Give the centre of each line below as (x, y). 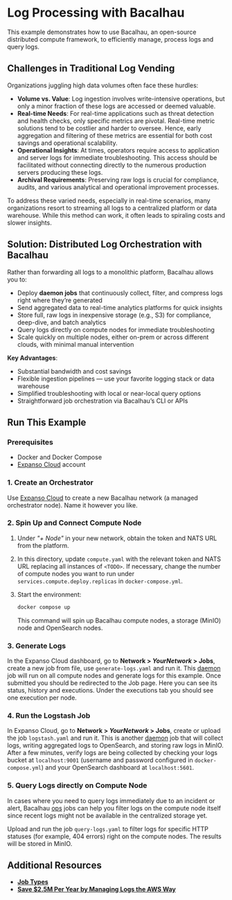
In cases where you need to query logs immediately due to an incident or (111, 801)
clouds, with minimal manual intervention (75, 344)
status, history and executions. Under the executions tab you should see (110, 691)
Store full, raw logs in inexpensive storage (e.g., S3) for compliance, (114, 315)
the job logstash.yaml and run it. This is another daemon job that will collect (115, 738)
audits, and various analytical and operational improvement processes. (118, 187)
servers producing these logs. (60, 172)
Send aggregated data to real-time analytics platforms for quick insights (120, 307)
